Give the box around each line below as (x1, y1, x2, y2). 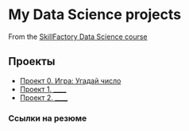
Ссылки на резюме (8, 113, 87, 124)
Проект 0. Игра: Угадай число (19, 75, 121, 85)
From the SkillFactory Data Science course (8, 32, 148, 41)
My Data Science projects (8, 6, 181, 24)
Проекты (8, 55, 56, 68)
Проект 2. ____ (19, 93, 68, 102)
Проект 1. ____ (19, 84, 67, 94)
